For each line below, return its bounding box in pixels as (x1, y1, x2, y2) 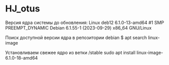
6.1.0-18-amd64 (5, 54, 38, 60)
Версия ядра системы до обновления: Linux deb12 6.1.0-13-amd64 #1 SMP (5, 19, 164, 25)
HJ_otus (5, 3, 40, 14)
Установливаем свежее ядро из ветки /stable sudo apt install (5, 49, 136, 55)
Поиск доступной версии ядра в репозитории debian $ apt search (5, 34, 147, 40)
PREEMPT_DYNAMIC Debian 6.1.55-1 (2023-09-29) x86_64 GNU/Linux (5, 24, 152, 30)
